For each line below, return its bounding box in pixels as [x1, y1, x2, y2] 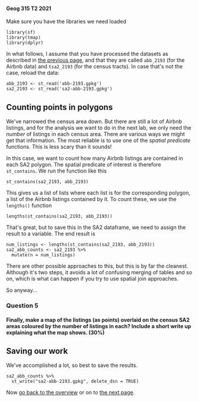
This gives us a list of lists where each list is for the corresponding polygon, [6, 189, 191, 196]
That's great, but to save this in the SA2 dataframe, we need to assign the [6, 224, 186, 231]
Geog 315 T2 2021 [6, 5, 52, 12]
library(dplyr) [6, 40, 44, 46]
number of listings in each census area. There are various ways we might [6, 131, 185, 138]
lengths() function [6, 202, 52, 209]
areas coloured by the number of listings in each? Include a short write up [6, 322, 191, 329]
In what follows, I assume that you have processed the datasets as [6, 51, 169, 58]
